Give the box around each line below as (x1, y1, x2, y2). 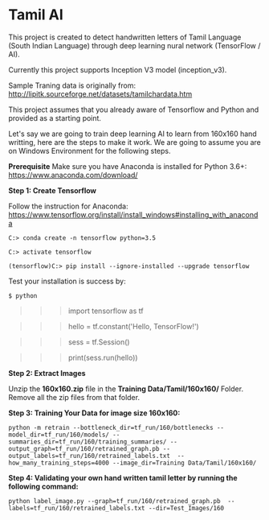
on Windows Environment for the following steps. (8, 146, 171, 155)
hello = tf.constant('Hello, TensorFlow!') (67, 321, 199, 331)
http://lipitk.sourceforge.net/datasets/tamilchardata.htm (8, 89, 193, 98)
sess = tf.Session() (67, 336, 130, 347)
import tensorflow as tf (67, 306, 144, 316)
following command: (8, 481, 79, 491)
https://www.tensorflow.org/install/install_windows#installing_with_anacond (8, 209, 259, 219)
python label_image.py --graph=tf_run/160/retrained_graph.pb (8, 497, 221, 505)
